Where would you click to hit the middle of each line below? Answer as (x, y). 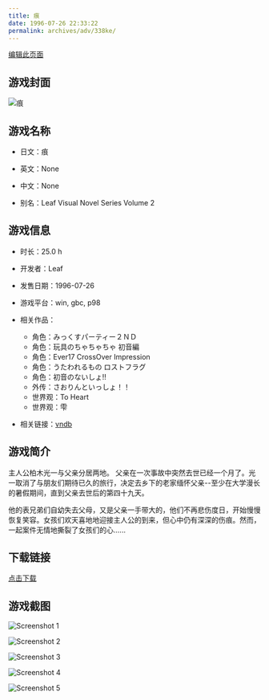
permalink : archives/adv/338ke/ (62, 31)
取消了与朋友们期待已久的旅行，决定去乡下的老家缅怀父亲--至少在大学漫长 (137, 482)
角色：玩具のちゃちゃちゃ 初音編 (86, 347)
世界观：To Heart (60, 397)
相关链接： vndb (46, 424)
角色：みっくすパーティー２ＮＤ (84, 336)
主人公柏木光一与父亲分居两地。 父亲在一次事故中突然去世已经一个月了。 (128, 472)
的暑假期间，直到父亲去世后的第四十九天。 (78, 492)
